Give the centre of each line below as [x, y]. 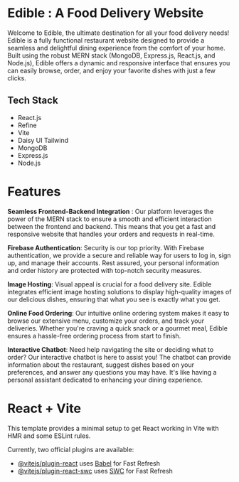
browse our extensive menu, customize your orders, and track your [106, 321]
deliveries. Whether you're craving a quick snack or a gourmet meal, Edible [117, 328]
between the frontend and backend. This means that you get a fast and [112, 226]
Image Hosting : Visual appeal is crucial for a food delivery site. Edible [110, 284]
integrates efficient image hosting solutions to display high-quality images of [119, 291]
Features [34, 192]
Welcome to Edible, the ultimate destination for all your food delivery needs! [118, 33]
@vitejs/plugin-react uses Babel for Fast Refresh [89, 463]
